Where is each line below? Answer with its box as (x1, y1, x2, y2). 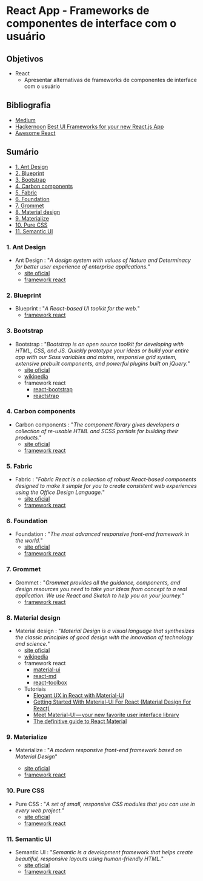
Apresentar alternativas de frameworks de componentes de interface (24, 77, 197, 83)
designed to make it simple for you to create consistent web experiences (15, 482, 197, 490)
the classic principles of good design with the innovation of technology (15, 634, 193, 641)
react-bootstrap (33, 385, 73, 393)
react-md (33, 673, 57, 679)
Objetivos (6, 53, 44, 64)
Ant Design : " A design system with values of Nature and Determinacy (15, 256, 191, 264)
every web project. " (15, 806, 65, 814)
